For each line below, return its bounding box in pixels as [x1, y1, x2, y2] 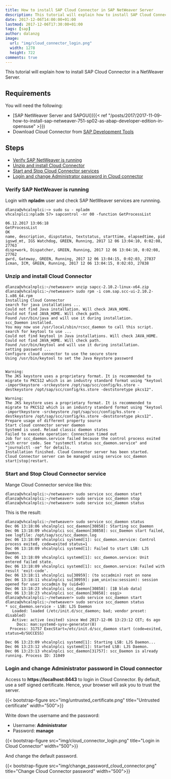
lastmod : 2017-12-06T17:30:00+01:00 [5, 21, 83, 27]
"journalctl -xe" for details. [5, 445, 72, 450]
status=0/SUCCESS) [5, 631, 44, 636]
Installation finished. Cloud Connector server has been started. [5, 449, 149, 454]
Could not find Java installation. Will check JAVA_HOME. [5, 306, 131, 311]
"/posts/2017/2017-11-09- [108, 113, 162, 119]
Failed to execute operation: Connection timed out [5, 431, 117, 436]
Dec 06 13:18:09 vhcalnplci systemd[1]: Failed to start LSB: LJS [5, 546, 149, 551]
